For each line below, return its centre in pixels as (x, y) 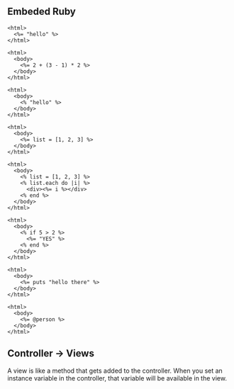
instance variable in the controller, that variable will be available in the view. (117, 378)
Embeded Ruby (41, 12)
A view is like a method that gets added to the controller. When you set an (115, 371)
